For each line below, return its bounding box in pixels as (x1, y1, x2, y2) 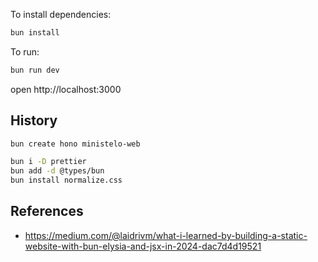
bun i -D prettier (10, 157, 87, 167)
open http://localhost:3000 (10, 83, 122, 95)
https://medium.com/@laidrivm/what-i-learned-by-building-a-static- (24, 229, 308, 241)
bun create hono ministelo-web (10, 139, 141, 149)
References (10, 203, 84, 220)
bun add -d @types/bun (10, 166, 105, 176)
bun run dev (10, 65, 60, 75)
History (10, 112, 58, 129)
